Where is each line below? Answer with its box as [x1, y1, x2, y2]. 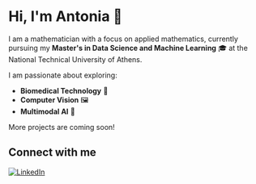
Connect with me [8, 145, 97, 160]
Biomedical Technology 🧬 [19, 86, 109, 95]
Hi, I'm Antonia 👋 [8, 7, 123, 26]
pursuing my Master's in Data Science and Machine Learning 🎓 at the [8, 43, 249, 52]
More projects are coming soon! [8, 122, 115, 132]
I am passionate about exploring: [8, 70, 117, 80]
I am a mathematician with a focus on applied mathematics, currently [8, 34, 239, 44]
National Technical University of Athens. [8, 54, 143, 64]
